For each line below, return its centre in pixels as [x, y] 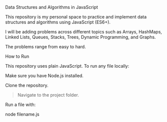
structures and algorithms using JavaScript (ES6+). [58, 22]
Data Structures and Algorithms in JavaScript [52, 7]
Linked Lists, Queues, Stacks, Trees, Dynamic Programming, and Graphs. [80, 37]
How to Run [17, 56]
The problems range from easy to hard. [45, 47]
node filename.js [22, 114]
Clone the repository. [27, 85]
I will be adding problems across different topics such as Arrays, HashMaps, [84, 32]
